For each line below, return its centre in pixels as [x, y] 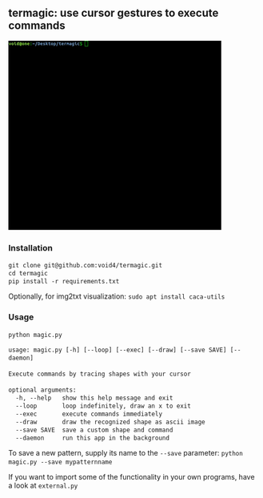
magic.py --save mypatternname [60, 462]
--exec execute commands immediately [89, 414]
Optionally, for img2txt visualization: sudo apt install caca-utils [117, 296]
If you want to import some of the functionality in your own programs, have [131, 477]
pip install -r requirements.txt [64, 282]
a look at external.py [43, 486]
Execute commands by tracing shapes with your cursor [100, 374]
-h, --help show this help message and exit [94, 398]
